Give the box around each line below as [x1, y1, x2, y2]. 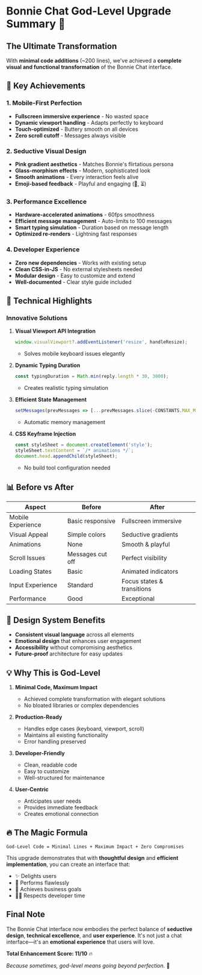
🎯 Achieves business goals [14, 885, 82, 892]
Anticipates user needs [23, 797, 81, 804]
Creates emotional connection [23, 810, 99, 817]
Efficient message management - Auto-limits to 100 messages [14, 218, 173, 225]
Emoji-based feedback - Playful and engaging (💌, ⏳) [14, 180, 147, 187]
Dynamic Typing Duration [14, 362, 81, 369]
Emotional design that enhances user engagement [14, 638, 141, 645]
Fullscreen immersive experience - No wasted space [14, 113, 149, 120]
